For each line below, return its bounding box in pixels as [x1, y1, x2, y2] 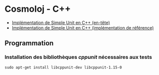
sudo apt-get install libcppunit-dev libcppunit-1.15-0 [4, 65, 122, 70]
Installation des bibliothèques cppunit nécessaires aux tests [4, 54, 153, 61]
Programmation [4, 39, 54, 48]
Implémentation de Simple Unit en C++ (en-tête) [11, 20, 110, 25]
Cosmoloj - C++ [4, 3, 71, 15]
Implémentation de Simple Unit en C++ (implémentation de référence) [11, 25, 154, 30]
